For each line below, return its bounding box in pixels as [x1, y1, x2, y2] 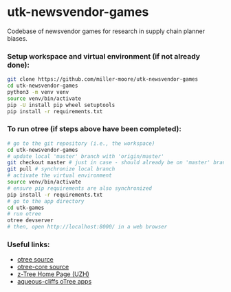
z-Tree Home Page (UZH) [16, 270, 89, 278]
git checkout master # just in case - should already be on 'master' [7, 159, 211, 166]
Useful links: [7, 240, 50, 249]
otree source [16, 255, 54, 264]
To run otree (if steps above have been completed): [7, 124, 182, 134]
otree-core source [16, 263, 69, 271]
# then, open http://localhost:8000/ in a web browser [7, 224, 168, 231]
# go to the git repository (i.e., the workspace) [7, 139, 155, 147]
